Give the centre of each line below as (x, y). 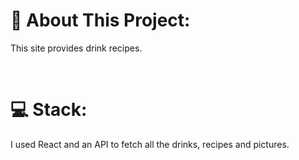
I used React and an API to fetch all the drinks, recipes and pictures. (150, 144)
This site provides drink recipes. (76, 48)
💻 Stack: (49, 110)
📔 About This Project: (100, 20)
